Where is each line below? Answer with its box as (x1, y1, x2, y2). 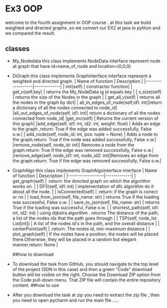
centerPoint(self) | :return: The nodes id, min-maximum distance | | (12, 226, 151, 232)
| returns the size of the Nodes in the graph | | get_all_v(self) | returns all (12, 94, 161, 100)
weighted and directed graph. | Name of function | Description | (12, 78, 144, 84)
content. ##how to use (12, 282, 59, 288)
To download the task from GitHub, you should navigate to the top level (12, 261, 159, 267)
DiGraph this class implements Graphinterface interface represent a (12, 73, 152, 79)
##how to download (12, 251, 54, 257)
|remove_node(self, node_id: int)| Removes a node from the (12, 142, 135, 148)
